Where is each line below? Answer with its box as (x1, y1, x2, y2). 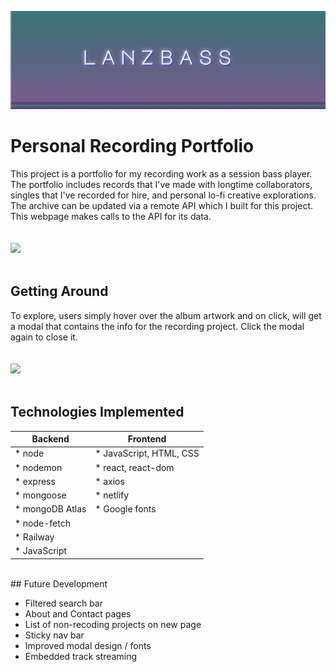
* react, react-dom (94, 461, 175, 473)
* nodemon (14, 461, 63, 473)
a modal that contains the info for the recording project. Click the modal (10, 320, 305, 332)
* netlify (94, 489, 130, 501)
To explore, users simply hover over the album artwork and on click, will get (10, 309, 322, 321)
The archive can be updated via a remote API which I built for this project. (10, 199, 314, 211)
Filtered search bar (24, 597, 104, 609)
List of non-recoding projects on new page (24, 618, 202, 630)
